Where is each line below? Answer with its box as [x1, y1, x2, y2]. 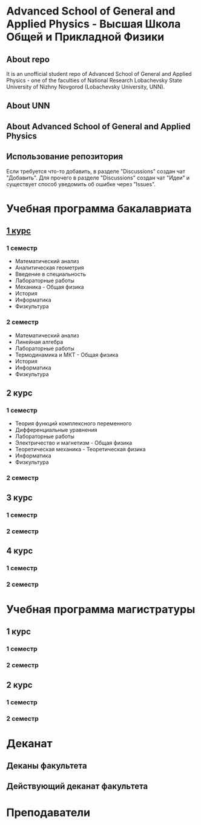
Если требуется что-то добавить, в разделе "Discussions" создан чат [6, 167, 186, 175]
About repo [6, 54, 50, 64]
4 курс [6, 546, 33, 556]
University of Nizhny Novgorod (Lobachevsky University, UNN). [6, 83, 165, 90]
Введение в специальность [15, 271, 86, 278]
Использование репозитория [6, 152, 123, 162]
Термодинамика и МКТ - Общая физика [15, 351, 119, 359]
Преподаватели [6, 806, 91, 820]
